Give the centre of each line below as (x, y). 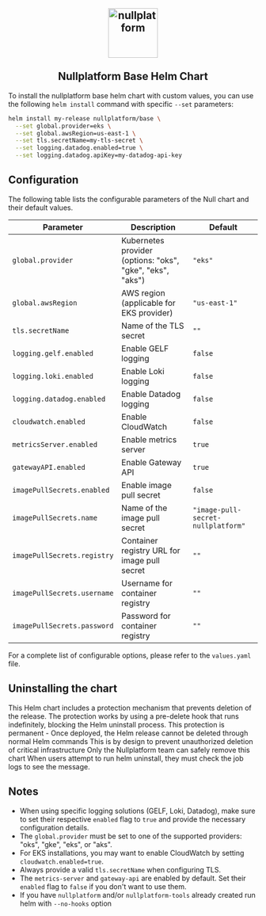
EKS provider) (147, 312)
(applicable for (148, 303)
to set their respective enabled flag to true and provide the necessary (133, 819)
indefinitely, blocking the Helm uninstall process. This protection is (117, 724)
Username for (147, 583)
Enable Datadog (151, 394)
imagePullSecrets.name (55, 517)
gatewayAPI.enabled (49, 467)
